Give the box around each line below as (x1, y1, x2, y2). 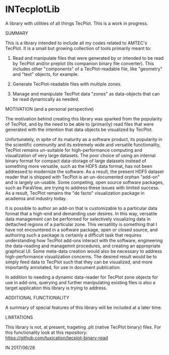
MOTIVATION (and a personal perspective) (5, 106, 94, 112)
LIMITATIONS (5, 314, 33, 320)
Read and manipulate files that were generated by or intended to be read (12, 55, 164, 61)
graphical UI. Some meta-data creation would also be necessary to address (5, 248, 162, 254)
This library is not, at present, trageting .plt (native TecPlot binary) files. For (5, 324, 161, 330)
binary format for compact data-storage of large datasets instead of (5, 158, 146, 164)
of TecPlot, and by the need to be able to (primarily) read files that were (5, 121, 154, 127)
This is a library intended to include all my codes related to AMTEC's (5, 39, 147, 46)
